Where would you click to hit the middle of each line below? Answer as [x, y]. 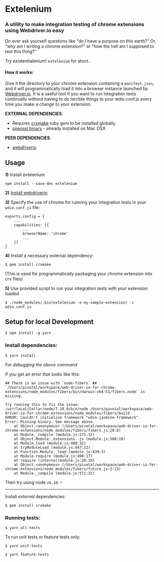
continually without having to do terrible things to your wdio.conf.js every [79, 99]
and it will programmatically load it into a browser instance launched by [77, 88]
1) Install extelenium [25, 175]
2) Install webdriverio [26, 193]
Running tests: [23, 517]
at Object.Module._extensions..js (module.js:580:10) [70, 439]
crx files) [14, 279]
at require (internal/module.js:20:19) [54, 460]
